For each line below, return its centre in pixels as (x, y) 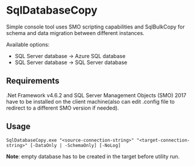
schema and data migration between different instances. (75, 33)
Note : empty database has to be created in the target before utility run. (93, 156)
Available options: (28, 44)
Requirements (33, 81)
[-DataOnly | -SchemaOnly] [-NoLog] (75, 145)
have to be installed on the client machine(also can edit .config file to (91, 101)
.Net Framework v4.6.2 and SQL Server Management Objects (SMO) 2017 (96, 95)
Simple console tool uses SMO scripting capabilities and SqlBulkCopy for (96, 27)
